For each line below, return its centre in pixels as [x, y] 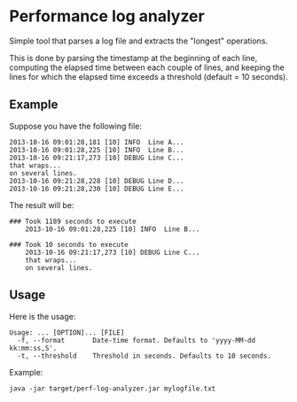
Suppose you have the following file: [75, 126]
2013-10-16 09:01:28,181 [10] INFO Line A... [97, 142]
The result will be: [42, 205]
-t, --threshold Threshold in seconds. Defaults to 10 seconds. [145, 356]
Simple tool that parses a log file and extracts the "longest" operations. [139, 41]
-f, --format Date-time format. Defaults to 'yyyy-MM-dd [136, 340]
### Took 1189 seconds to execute [73, 221]
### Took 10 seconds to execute [69, 244]
